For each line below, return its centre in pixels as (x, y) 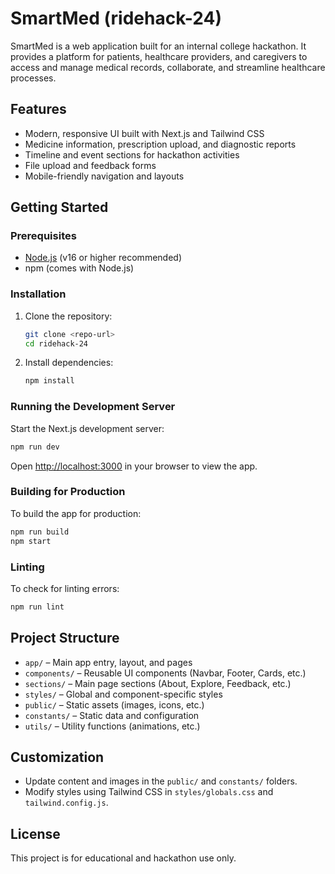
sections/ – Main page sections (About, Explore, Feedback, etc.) (158, 683)
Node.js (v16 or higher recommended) (103, 258)
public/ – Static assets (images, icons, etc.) (114, 704)
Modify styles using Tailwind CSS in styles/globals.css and (149, 792)
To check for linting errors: (65, 588)
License (35, 833)
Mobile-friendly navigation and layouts (104, 176)
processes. (33, 78)
